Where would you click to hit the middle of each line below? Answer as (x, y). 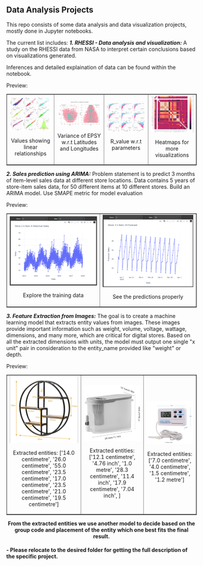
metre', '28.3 (112, 470)
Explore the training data (53, 295)
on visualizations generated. (41, 55)
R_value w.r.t (126, 141)
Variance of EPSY (79, 136)
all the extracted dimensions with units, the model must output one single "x (101, 342)
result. (101, 536)
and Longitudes (79, 149)
